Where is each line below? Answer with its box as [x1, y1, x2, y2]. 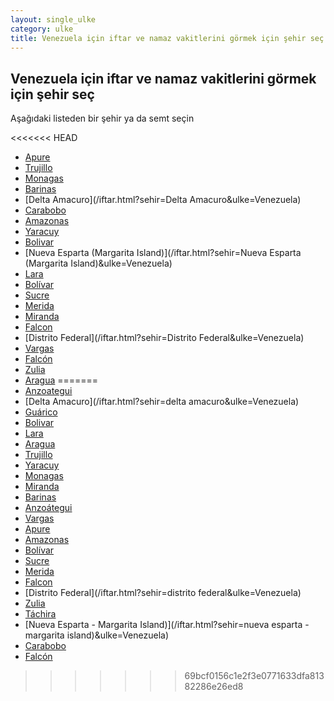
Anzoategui [24, 385, 73, 397]
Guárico [24, 406, 58, 418]
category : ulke [10, 24, 74, 34]
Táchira [24, 608, 57, 620]
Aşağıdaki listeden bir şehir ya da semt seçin [10, 112, 195, 125]
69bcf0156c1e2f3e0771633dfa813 [184, 670, 325, 682]
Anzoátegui [24, 502, 73, 514]
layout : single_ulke [10, 14, 97, 25]
